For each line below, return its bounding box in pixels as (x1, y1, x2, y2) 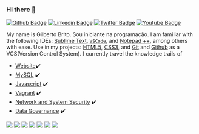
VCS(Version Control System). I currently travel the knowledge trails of (6, 50, 183, 57)
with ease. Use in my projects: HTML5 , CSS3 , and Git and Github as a (6, 43, 180, 51)
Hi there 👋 (6, 5, 36, 14)
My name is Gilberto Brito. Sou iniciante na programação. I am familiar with (6, 31, 193, 38)
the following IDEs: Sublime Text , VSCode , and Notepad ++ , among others (6, 37, 188, 45)
